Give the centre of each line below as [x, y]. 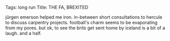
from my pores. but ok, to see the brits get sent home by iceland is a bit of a [85, 28]
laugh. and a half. [24, 33]
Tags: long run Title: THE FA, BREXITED [47, 7]
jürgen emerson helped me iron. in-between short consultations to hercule [84, 17]
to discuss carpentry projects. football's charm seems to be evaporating [81, 23]
